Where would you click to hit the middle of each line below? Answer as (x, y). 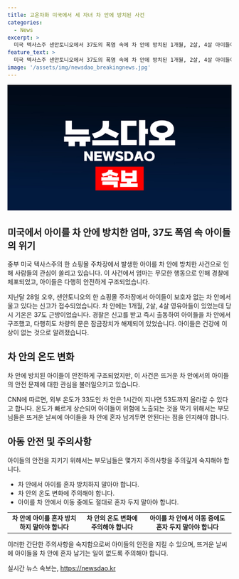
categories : (25, 22)
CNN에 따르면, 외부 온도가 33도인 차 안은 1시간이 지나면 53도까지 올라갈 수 (111, 399)
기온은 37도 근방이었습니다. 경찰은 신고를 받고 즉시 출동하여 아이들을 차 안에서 (123, 315)
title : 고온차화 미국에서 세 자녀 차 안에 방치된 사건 (76, 15)
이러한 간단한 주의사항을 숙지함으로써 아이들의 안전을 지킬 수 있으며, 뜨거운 (111, 544)
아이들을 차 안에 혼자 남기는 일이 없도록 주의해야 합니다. (91, 553)
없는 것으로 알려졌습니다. (55, 332)
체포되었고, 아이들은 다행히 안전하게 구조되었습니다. (79, 282)
